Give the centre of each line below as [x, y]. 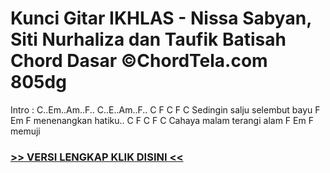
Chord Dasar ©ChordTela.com [139, 61]
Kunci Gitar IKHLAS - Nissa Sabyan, [161, 18]
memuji [25, 131]
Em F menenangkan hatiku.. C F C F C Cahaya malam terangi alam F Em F [162, 120]
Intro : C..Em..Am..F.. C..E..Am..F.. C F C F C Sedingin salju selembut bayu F [165, 109]
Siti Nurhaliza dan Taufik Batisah [148, 39]
